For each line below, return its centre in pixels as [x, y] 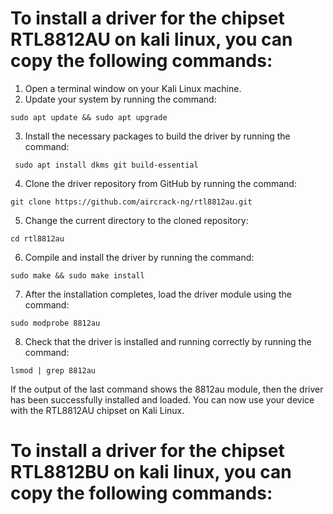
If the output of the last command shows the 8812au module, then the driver [167, 389]
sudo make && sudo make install [77, 275]
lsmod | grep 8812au [53, 370]
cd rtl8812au [37, 238]
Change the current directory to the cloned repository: [136, 220]
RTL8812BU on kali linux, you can [151, 472]
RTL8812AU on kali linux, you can [151, 39]
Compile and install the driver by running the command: [139, 257]
